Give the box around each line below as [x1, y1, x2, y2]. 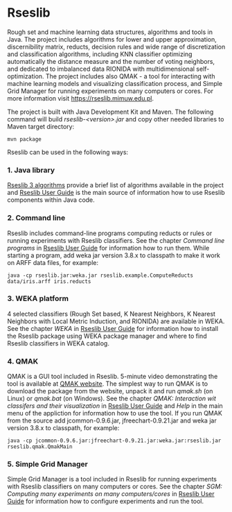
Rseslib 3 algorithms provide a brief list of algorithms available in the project [7, 181, 224, 189]
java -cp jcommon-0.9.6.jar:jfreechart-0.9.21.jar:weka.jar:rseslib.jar [7, 437, 222, 445]
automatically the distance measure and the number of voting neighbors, [7, 57, 215, 65]
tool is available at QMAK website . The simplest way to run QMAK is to [7, 379, 208, 388]
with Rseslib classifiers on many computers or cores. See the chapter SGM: [7, 482, 223, 490]
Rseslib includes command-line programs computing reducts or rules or [7, 229, 213, 237]
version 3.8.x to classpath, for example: [7, 424, 120, 432]
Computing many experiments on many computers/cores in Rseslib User [7, 490, 215, 498]
